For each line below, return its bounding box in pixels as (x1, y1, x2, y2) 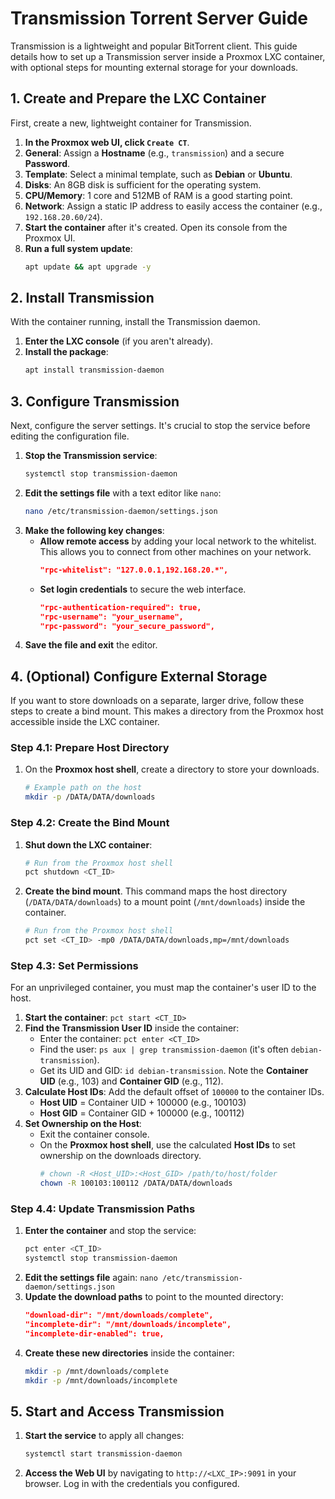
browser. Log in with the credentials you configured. (24, 1478, 240, 1490)
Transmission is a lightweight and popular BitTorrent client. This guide (10, 40, 298, 52)
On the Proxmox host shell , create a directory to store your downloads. (24, 763, 320, 776)
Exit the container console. (39, 1128, 150, 1141)
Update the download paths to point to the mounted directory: (24, 1291, 284, 1303)
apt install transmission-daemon (24, 365, 165, 376)
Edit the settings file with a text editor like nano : (24, 487, 222, 499)
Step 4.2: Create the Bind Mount (10, 816, 170, 830)
